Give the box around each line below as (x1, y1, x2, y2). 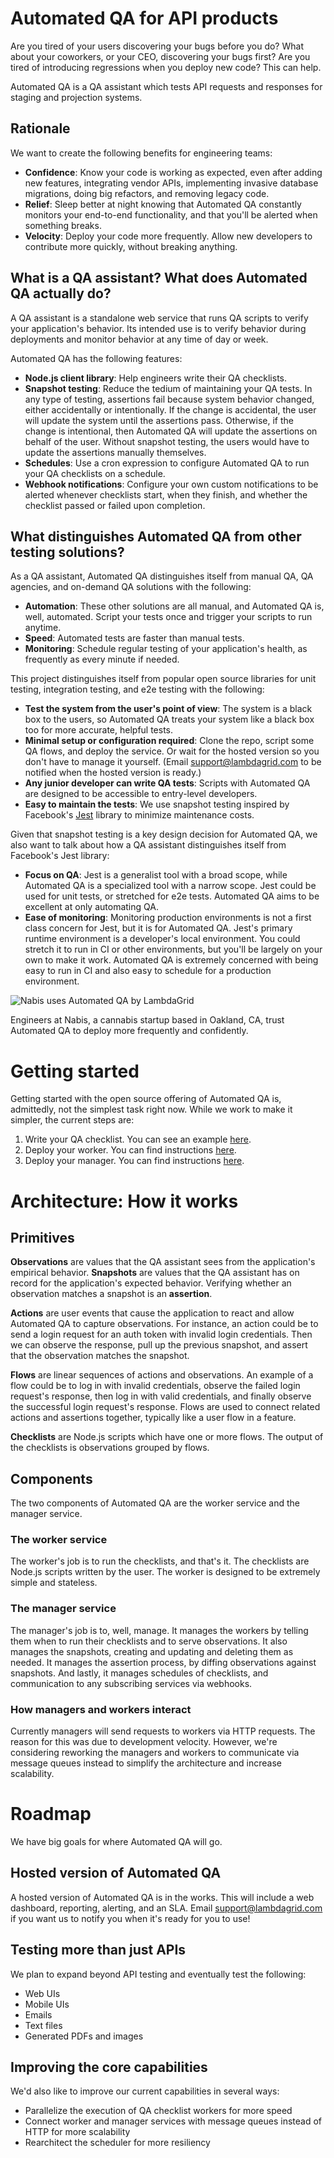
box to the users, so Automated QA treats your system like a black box (24, 713, 315, 726)
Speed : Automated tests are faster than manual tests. (24, 632, 245, 644)
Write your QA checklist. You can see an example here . (24, 1133, 252, 1146)
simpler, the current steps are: (10, 1114, 135, 1126)
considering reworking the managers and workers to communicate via (10, 1747, 300, 1759)
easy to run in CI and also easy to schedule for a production (24, 965, 272, 977)
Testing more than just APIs (10, 1942, 187, 1959)
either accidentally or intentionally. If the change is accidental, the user (24, 403, 317, 416)
